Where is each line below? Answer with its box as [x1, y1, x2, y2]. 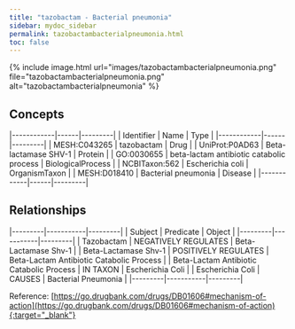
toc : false [9, 37, 50, 47]
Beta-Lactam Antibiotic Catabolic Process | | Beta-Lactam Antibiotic [9, 255, 257, 265]
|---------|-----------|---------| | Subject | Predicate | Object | [9, 226, 236, 237]
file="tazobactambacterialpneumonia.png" [9, 72, 166, 82]
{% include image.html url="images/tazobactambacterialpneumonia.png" [9, 62, 277, 73]
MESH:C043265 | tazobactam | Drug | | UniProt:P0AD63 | [52, 139, 264, 151]
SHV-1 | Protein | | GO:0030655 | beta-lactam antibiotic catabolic [48, 149, 286, 160]
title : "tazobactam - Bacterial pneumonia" [9, 12, 173, 22]
